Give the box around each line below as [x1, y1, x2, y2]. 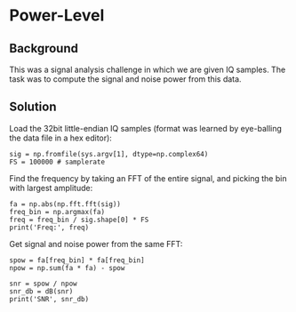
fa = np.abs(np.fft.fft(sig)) [9, 199, 122, 209]
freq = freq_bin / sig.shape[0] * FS [9, 215, 149, 224]
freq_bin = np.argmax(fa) [9, 207, 105, 216]
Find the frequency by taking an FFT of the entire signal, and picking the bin [9, 172, 287, 183]
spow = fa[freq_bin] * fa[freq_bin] [9, 255, 145, 265]
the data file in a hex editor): [9, 132, 113, 143]
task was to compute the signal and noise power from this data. [9, 74, 242, 84]
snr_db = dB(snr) [9, 286, 74, 296]
